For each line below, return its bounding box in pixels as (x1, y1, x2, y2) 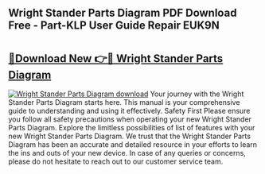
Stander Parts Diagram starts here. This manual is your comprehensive (8, 98, 240, 106)
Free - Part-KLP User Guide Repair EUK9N (8, 19, 220, 33)
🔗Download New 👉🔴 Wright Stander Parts (8, 52, 224, 65)
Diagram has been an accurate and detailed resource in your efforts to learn (8, 140, 257, 149)
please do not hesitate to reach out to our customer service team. (8, 157, 224, 166)
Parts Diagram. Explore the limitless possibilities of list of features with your (8, 123, 255, 132)
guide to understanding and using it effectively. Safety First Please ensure (8, 106, 251, 115)
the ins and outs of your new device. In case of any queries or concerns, (8, 149, 247, 157)
